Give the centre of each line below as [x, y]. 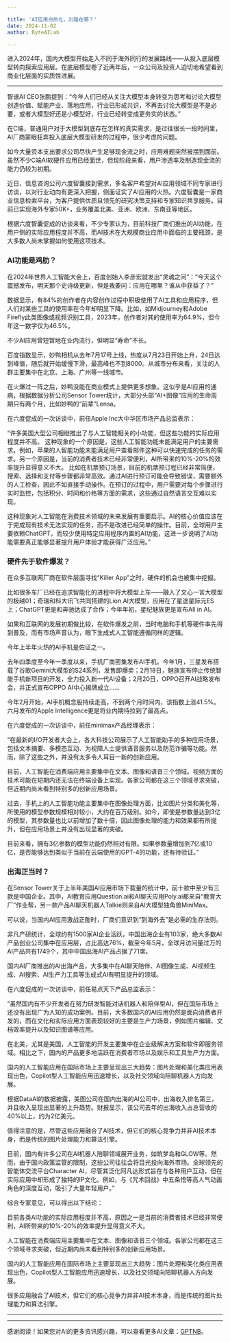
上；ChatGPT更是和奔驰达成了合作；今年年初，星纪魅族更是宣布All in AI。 [111, 609]
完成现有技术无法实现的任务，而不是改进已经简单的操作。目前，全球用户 [115, 524]
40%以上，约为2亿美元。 [43, 1116]
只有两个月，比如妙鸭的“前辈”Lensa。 [66, 404]
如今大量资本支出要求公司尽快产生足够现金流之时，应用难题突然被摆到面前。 [115, 152]
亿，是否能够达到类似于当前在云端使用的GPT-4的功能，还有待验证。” [103, 852]
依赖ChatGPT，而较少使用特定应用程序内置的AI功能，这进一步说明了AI [112, 533]
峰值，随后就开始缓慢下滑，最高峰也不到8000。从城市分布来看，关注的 [113, 363]
